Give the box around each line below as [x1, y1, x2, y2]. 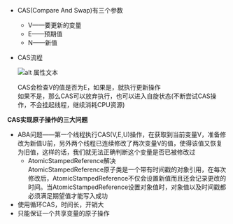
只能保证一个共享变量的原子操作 [17, 209, 110, 217]
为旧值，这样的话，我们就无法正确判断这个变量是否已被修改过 [17, 148, 196, 156]
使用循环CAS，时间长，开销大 [17, 200, 104, 209]
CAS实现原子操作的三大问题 [7, 115, 88, 124]
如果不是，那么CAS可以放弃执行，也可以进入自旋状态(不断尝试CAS [17, 92, 211, 100]
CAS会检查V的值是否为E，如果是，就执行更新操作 [17, 83, 161, 91]
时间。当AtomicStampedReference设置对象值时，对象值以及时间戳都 [27, 183, 227, 191]
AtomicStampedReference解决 [27, 157, 117, 164]
